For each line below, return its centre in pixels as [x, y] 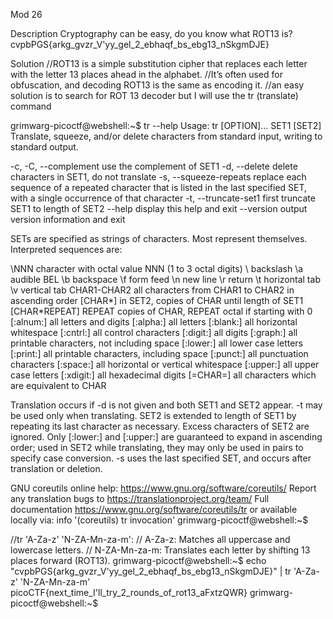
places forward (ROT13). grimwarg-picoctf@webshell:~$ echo [138, 560]
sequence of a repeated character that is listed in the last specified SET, [159, 187]
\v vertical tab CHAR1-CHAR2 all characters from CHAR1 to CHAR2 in [152, 290]
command [31, 106]
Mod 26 [26, 14]
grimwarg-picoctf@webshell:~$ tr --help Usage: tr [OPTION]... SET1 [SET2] [166, 125]
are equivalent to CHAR [58, 385]
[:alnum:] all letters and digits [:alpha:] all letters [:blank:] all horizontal [154, 322]
